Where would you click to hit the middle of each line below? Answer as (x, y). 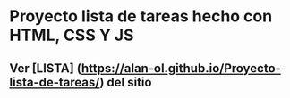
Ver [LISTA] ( (46, 68)
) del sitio (126, 82)
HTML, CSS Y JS (72, 35)
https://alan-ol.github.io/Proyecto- (181, 68)
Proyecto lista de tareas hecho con (141, 16)
